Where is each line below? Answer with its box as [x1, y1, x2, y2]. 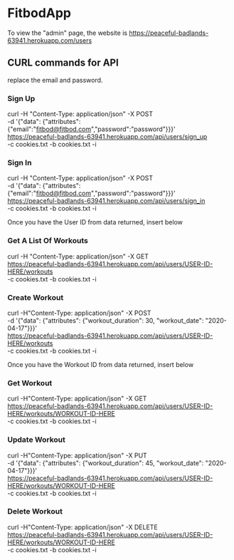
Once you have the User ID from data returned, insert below [7, 218, 184, 227]
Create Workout [7, 292, 64, 302]
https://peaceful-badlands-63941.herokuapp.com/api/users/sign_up [7, 133, 208, 141]
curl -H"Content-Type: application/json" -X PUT [7, 451, 147, 460]
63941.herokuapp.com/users [7, 36, 92, 44]
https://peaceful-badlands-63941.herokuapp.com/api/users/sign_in [7, 197, 206, 205]
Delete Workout [7, 507, 63, 517]
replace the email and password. [7, 76, 103, 84]
